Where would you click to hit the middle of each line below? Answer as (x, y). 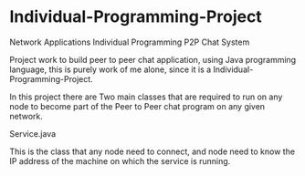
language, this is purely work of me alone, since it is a (110, 69)
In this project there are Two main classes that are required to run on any (146, 97)
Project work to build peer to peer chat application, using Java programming (153, 59)
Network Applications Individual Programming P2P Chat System (130, 42)
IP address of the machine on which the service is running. (120, 160)
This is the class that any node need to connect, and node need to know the (152, 151)
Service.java (33, 133)
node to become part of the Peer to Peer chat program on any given (137, 106)
